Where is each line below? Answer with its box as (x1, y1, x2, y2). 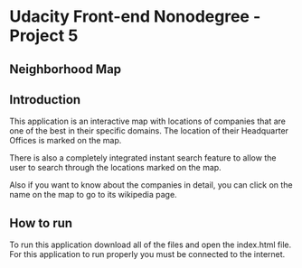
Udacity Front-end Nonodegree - (9, 6, 261, 27)
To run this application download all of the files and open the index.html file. (9, 239, 292, 250)
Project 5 (9, 25, 79, 46)
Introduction (9, 92, 81, 107)
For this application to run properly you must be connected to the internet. (9, 249, 286, 260)
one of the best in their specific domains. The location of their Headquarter (9, 125, 289, 136)
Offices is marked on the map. (9, 135, 122, 146)
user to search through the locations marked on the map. (9, 162, 222, 173)
